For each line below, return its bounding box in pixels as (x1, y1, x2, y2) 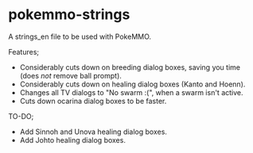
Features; (8, 47, 40, 56)
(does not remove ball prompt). (19, 71, 122, 80)
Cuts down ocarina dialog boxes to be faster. (19, 96, 167, 105)
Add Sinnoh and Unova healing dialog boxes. (19, 127, 167, 136)
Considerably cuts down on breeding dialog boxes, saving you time (19, 62, 241, 72)
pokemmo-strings (8, 6, 130, 24)
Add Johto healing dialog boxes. (19, 135, 126, 144)
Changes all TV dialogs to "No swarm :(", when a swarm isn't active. (19, 87, 243, 97)
